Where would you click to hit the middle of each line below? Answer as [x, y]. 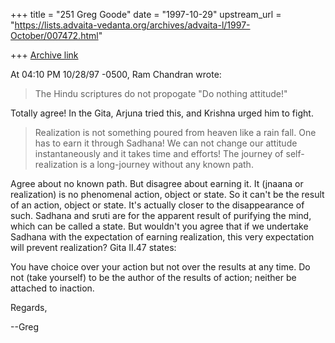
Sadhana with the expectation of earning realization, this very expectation [162, 237]
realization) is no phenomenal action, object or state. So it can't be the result [167, 194]
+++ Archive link [44, 55]
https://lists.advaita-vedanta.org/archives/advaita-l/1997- [132, 25]
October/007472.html [54, 35]
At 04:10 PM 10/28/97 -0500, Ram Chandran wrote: [116, 74]
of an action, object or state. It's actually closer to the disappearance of [157, 205]
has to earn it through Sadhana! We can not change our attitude [166, 143]
